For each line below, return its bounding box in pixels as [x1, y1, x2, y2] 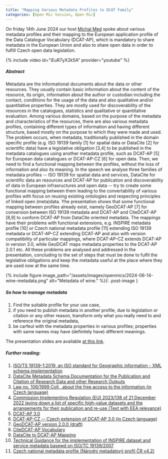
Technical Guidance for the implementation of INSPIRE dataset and [12, 437, 151, 443]
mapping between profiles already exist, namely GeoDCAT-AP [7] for [5, 204, 147, 210]
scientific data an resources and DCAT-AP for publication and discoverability [5, 177, 163, 183]
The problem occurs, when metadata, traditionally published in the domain [5, 134, 159, 141]
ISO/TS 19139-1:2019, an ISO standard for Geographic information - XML [12, 362, 162, 369]
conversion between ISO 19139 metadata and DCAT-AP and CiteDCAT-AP [5, 209, 157, 215]
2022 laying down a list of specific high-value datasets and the [12, 400, 143, 406]
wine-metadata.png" [5, 278, 48, 284]
